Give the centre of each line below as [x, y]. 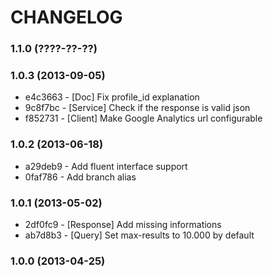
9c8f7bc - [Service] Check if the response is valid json [137, 108]
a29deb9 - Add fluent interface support [106, 166]
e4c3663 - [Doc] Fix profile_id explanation [112, 97]
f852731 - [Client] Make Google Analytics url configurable [143, 118]
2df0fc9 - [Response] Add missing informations [123, 224]
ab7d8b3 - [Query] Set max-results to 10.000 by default [139, 235]
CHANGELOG [66, 17]
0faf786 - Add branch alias [80, 177]
